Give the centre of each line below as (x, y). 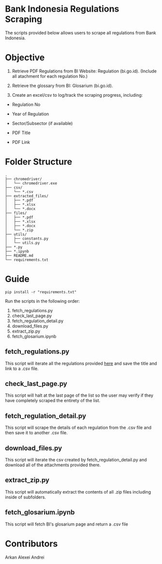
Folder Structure (39, 162)
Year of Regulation (30, 114)
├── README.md (19, 256)
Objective (25, 58)
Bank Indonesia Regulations (62, 9)
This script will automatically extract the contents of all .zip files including (78, 492)
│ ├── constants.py (27, 238)
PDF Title (21, 133)
